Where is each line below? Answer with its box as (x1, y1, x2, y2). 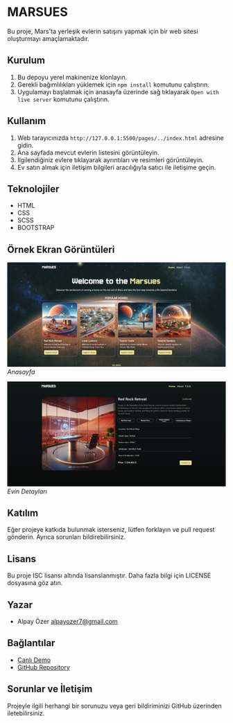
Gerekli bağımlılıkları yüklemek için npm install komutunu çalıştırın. (17, 80, 210, 89)
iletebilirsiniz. (7, 708, 45, 717)
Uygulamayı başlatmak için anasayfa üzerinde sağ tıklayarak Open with (17, 87, 220, 96)
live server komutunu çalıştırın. (17, 95, 110, 103)
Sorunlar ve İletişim (7, 683, 93, 695)
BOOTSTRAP (17, 223, 55, 232)
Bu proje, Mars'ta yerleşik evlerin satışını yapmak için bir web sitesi (7, 27, 199, 35)
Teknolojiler (7, 183, 60, 195)
